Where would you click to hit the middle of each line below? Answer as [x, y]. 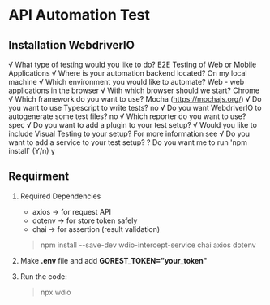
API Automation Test [79, 15]
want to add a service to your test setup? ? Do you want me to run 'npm [128, 142]
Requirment [39, 176]
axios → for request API [72, 211]
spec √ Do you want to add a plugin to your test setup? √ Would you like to [133, 125]
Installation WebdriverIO [72, 45]
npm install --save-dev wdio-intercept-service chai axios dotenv [148, 245]
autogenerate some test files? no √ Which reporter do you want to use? [127, 116]
